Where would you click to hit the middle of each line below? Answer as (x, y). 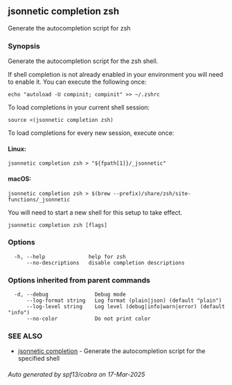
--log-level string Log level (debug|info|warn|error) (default (126, 307)
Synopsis (24, 46)
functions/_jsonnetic (39, 199)
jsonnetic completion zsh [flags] (58, 225)
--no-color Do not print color (88, 319)
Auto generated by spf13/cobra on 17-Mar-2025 (77, 374)
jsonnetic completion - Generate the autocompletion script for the (112, 351)
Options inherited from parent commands (79, 280)
